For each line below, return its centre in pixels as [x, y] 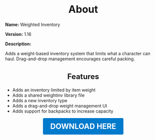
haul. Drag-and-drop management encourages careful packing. [70, 59]
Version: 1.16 [18, 34]
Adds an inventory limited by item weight [54, 90]
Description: [18, 44]
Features [83, 76]
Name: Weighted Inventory [33, 25]
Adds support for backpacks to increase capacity [63, 111]
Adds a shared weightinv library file [49, 95]
